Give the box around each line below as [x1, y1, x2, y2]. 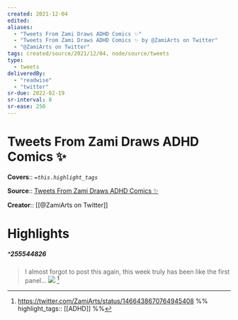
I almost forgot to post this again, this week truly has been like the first [24, 267, 230, 276]
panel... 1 [24, 274, 59, 284]
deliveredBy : [7, 70, 46, 77]
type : [7, 57, 23, 64]
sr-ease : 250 [7, 103, 46, 110]
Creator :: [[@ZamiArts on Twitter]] [7, 201, 108, 209]
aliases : [7, 23, 33, 31]
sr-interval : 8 [7, 97, 52, 104]
